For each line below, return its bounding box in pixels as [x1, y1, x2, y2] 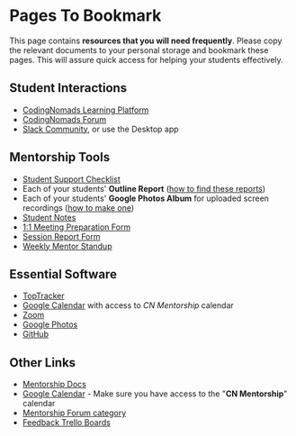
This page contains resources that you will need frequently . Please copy [9, 35, 283, 46]
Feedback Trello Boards [22, 417, 111, 428]
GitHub [22, 329, 49, 340]
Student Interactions [9, 80, 128, 95]
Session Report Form [22, 231, 101, 241]
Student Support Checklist [22, 173, 121, 185]
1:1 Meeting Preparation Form [22, 222, 131, 232]
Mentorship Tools [9, 150, 111, 165]
